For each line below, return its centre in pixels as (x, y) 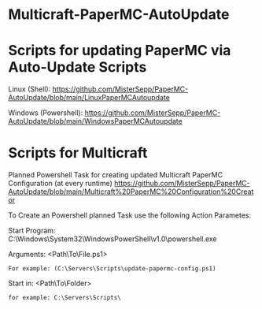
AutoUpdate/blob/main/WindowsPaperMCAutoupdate (95, 121)
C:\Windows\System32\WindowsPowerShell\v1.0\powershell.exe (113, 239)
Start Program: (32, 231)
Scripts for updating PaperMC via (120, 51)
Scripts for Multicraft (78, 153)
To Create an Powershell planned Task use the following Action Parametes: (130, 215)
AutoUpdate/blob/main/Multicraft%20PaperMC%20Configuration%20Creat (131, 192)
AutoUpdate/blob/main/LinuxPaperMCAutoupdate (89, 98)
